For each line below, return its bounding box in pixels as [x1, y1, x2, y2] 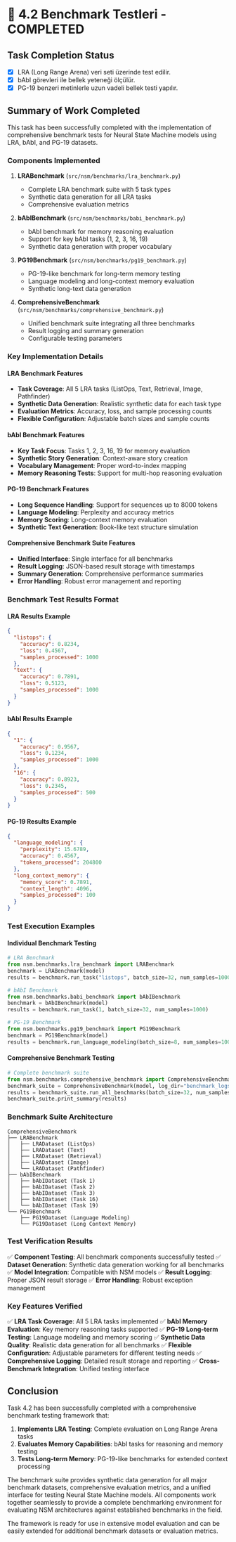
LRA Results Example [7, 611, 71, 621]
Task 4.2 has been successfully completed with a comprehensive [7, 1404, 197, 1412]
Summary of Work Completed [7, 105, 140, 117]
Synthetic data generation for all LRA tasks [27, 193, 152, 201]
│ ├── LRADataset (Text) [7, 1146, 86, 1153]
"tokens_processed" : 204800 [20, 859, 102, 867]
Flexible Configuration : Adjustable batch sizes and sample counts [17, 415, 210, 423]
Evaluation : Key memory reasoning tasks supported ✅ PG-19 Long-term [7, 1325, 218, 1334]
